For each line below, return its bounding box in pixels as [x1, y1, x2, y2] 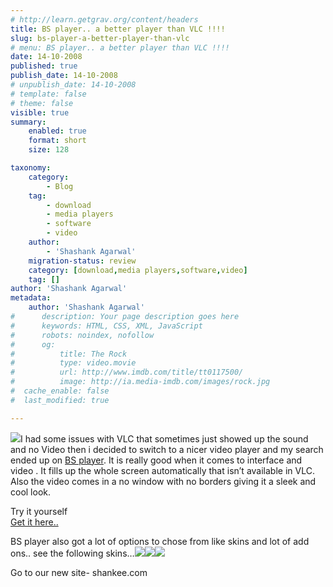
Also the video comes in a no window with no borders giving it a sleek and [10, 475, 317, 487]
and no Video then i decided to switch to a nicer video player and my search [10, 443, 324, 455]
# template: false [10, 89, 87, 99]
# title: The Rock [10, 349, 128, 359]
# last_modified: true [10, 395, 110, 405]
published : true [10, 61, 78, 71]
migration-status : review [28, 256, 137, 266]
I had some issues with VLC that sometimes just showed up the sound [20, 432, 309, 445]
